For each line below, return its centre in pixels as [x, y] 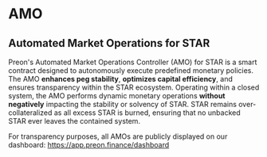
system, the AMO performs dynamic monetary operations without [117, 96]
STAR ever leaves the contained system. [75, 121]
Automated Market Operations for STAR [109, 43]
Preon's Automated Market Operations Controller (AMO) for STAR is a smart [133, 62]
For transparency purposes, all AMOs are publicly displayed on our [118, 136]
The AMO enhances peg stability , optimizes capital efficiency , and [120, 79]
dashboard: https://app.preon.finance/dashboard [89, 145]
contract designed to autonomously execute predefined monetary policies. [131, 71]
